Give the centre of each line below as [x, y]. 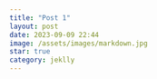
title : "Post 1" [40, 18]
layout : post [34, 26]
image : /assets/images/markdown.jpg [78, 43]
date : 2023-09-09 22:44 [54, 35]
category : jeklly [42, 60]
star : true [30, 52]
